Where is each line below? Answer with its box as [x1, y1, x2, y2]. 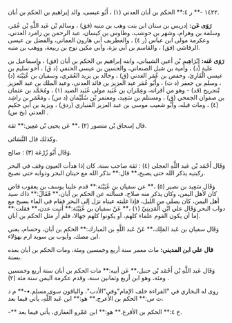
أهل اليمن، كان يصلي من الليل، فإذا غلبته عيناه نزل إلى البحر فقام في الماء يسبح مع [8, 197, 220, 205]
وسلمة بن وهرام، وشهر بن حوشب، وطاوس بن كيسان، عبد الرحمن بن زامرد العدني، [8, 29, 220, 37]
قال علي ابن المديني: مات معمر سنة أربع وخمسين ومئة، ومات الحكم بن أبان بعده [8, 246, 213, 253]
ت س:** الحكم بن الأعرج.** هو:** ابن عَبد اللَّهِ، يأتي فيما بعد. [8, 295, 164, 302]
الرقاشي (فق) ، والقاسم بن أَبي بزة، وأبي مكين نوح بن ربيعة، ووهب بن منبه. [8, 43, 200, 51]
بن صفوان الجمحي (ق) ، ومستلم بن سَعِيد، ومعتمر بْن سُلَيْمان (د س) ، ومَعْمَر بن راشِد [8, 93, 225, 101]
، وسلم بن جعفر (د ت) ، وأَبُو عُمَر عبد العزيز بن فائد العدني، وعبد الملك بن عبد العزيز [8, 79, 222, 87]
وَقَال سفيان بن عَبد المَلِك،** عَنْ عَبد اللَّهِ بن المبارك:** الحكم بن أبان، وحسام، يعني [8, 225, 220, 233]
